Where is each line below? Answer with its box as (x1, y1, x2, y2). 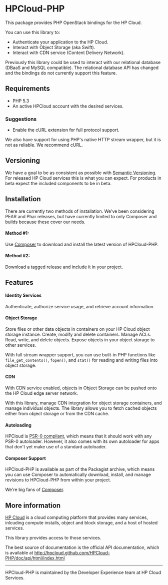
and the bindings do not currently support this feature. (5, 70, 117, 76)
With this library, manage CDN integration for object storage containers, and (5, 400, 162, 406)
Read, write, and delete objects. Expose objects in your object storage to (5, 336, 155, 343)
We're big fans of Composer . (5, 486, 64, 493)
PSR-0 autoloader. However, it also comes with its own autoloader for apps (5, 438, 159, 444)
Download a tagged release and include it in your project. (5, 264, 123, 270)
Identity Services (5, 292, 41, 298)
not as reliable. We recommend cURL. (5, 142, 83, 148)
